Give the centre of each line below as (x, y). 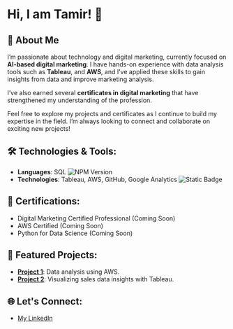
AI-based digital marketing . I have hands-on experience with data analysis (115, 64)
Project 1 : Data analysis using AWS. (68, 272)
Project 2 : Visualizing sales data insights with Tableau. (96, 279)
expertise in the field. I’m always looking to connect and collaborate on (109, 121)
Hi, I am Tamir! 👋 (55, 14)
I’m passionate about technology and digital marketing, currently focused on (117, 57)
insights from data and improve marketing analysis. (81, 79)
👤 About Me (33, 40)
